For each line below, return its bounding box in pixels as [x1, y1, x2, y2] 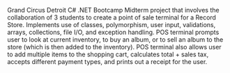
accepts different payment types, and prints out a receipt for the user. [7, 58, 208, 65]
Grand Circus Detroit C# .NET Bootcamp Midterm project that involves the [7, 6, 220, 14]
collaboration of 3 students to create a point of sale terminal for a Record [7, 13, 216, 22]
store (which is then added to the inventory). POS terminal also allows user [7, 43, 222, 51]
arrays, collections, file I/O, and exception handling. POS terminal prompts [7, 28, 220, 36]
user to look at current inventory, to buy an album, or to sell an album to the [7, 35, 224, 44]
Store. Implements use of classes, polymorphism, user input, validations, [7, 21, 216, 29]
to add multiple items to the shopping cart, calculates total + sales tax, [7, 50, 209, 58]
